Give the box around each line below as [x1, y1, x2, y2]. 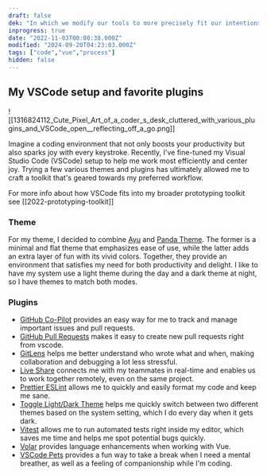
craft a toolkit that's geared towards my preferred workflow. [8, 173, 204, 182]
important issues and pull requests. [19, 323, 135, 333]
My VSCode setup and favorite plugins [8, 85, 204, 99]
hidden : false [8, 57, 56, 64]
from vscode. [19, 340, 64, 350]
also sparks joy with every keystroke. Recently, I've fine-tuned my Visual [8, 147, 246, 157]
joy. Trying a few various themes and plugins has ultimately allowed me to [8, 164, 250, 174]
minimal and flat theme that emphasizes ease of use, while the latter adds [8, 243, 250, 252]
